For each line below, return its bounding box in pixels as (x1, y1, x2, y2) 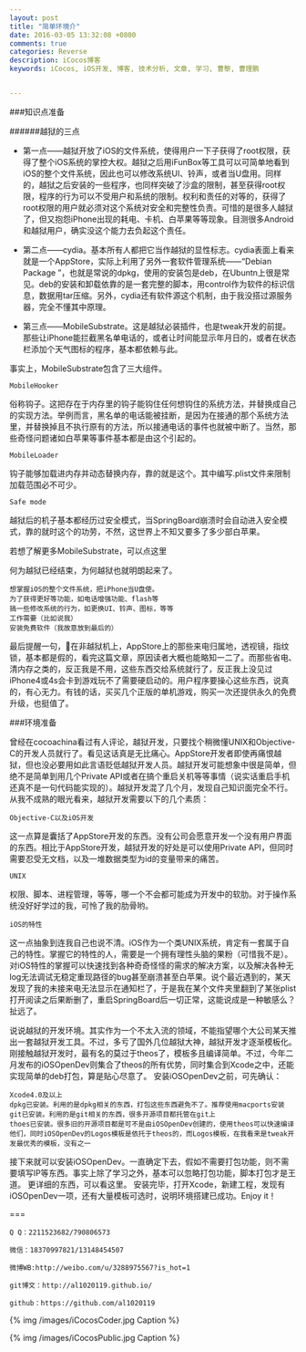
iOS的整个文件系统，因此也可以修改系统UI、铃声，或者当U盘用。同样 (22, 168, 282, 179)
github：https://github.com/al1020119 (9, 1298, 156, 1307)
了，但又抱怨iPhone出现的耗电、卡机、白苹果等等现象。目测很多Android (22, 213, 294, 224)
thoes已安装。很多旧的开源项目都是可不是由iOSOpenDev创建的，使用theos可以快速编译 (9, 1119, 294, 1128)
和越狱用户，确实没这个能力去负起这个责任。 (22, 224, 191, 235)
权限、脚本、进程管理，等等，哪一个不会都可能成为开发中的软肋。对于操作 (9, 889, 289, 900)
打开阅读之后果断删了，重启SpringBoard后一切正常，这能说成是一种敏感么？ (9, 993, 296, 1004)
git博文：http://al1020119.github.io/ (9, 1281, 153, 1290)
